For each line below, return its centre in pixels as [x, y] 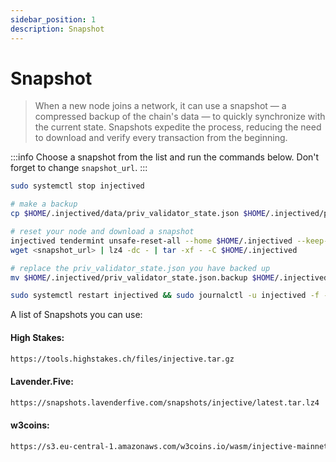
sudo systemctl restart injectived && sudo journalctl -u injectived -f [165, 296]
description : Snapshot [57, 29]
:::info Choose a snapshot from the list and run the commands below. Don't [165, 157]
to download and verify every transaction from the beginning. [161, 138]
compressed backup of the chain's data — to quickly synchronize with [180, 117]
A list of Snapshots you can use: [76, 315]
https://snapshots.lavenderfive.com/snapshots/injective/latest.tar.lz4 [165, 402]
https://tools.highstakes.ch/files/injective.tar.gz [122, 359]
